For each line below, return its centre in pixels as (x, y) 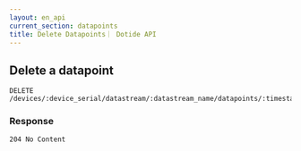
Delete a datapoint (61, 70)
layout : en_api (38, 17)
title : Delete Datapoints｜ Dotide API (83, 34)
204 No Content (38, 139)
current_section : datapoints (64, 26)
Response (31, 122)
